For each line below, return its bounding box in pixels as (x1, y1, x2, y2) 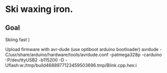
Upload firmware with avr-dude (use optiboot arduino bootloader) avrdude (5, 46, 159, 52)
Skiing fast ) (5, 36, 30, 42)
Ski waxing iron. (5, 3, 73, 15)
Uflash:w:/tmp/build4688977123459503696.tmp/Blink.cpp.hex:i (5, 62, 137, 68)
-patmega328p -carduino (109, 51, 162, 57)
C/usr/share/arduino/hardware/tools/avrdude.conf (5, 51, 108, 57)
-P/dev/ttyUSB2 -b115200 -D (5, 57, 64, 63)
